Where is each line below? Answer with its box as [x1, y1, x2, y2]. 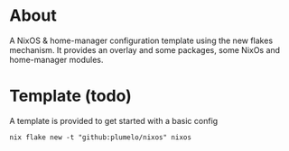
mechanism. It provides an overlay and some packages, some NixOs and [9, 44, 281, 55]
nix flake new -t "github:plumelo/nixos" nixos [9, 132, 192, 142]
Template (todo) [9, 86, 133, 106]
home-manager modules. [9, 54, 104, 65]
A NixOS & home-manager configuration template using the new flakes [9, 35, 274, 46]
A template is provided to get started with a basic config [9, 115, 219, 126]
